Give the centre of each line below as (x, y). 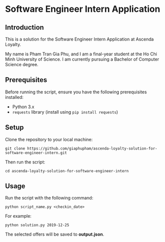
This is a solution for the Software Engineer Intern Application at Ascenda (80, 39)
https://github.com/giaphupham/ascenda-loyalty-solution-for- (92, 148)
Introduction (25, 27)
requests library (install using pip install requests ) (65, 112)
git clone (15, 148)
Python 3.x (23, 107)
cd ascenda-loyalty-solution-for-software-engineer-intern (67, 171)
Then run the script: (25, 162)
